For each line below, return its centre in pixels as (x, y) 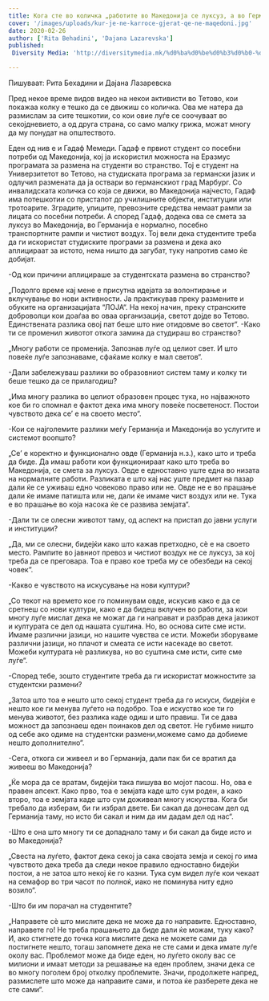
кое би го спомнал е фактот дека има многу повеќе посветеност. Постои (133, 405)
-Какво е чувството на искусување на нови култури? (99, 585)
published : (26, 46)
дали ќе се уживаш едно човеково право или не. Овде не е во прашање (132, 487)
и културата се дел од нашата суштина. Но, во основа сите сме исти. (127, 626)
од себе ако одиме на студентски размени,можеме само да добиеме (128, 734)
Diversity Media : (40, 53)
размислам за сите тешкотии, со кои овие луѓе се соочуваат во (118, 116)
